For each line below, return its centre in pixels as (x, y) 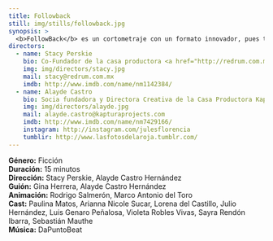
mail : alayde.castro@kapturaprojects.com (94, 115)
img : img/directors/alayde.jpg (76, 107)
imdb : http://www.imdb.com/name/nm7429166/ (98, 122)
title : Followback (39, 16)
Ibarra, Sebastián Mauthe (51, 221)
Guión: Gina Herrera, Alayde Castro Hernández (87, 186)
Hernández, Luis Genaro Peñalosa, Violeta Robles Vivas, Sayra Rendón (127, 212)
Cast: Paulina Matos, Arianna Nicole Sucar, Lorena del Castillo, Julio (123, 204)
